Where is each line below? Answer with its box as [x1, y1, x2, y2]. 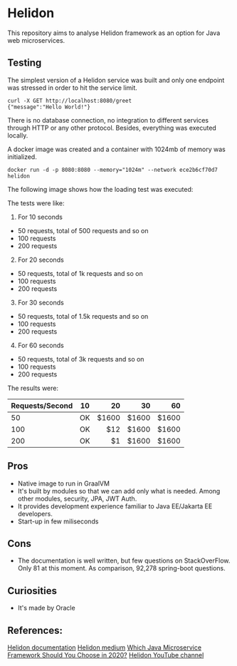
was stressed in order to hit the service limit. [7, 83, 137, 92]
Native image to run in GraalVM [17, 479, 110, 488]
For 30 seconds [17, 298, 64, 307]
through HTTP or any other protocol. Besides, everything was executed [7, 123, 217, 132]
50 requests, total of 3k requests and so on [17, 354, 144, 363]
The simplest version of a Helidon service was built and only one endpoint [7, 76, 225, 84]
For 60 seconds [17, 341, 64, 349]
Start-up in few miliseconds [17, 517, 99, 526]
